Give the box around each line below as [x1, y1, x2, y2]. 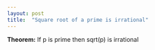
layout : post [7, 10, 45, 17]
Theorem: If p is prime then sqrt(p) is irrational [7, 35, 139, 43]
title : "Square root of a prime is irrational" [7, 16, 149, 23]
